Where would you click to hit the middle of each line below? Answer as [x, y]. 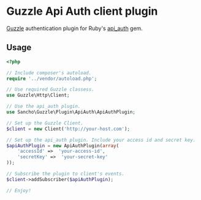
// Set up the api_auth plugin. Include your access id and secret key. [101, 140]
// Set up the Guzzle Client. [45, 123]
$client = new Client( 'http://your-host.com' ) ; [68, 129]
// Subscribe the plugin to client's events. [65, 174]
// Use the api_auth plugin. [44, 106]
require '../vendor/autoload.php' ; [52, 79]
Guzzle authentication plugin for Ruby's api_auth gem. [74, 28]
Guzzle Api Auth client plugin [82, 11]
